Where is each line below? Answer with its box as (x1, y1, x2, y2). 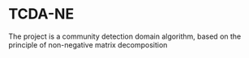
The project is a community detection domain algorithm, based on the (8, 31, 242, 41)
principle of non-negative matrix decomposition (8, 39, 168, 49)
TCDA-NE (8, 5, 75, 23)
